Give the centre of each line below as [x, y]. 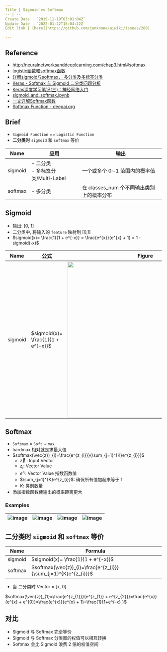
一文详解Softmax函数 [34, 101]
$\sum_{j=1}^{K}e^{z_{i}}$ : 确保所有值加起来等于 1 [71, 479]
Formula [95, 551]
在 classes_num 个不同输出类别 [118, 187]
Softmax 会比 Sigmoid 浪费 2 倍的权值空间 [55, 644]
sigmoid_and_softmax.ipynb [41, 95]
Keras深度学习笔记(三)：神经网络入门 [50, 89]
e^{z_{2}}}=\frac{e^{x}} [133, 596]
